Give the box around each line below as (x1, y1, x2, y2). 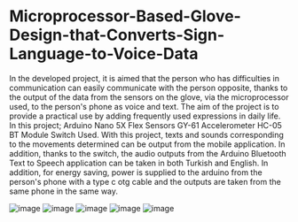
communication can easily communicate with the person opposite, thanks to (9, 82, 288, 93)
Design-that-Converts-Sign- (9, 25, 225, 45)
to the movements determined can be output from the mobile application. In (9, 139, 286, 149)
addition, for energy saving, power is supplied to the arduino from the (9, 166, 263, 178)
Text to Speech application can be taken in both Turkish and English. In (9, 157, 269, 168)
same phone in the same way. (9, 186, 118, 196)
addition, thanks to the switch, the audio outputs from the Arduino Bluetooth (9, 148, 286, 158)
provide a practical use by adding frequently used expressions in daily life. (9, 111, 281, 121)
